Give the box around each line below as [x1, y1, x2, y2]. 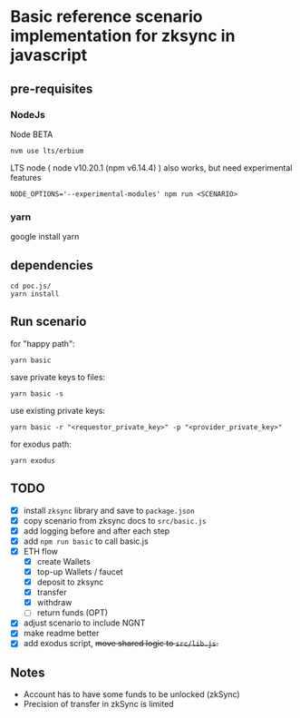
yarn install [10, 289, 60, 299]
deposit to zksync [36, 576, 104, 587]
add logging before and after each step [23, 525, 170, 536]
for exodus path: [10, 438, 72, 449]
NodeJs [10, 108, 46, 121]
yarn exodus [10, 456, 55, 465]
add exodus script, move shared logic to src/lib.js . [23, 638, 219, 649]
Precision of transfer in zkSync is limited [23, 699, 175, 710]
